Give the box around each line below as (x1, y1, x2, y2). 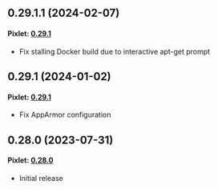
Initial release (18, 173, 63, 183)
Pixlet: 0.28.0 (7, 155, 54, 165)
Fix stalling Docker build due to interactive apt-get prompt (18, 46, 210, 56)
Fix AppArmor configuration (18, 110, 111, 119)
